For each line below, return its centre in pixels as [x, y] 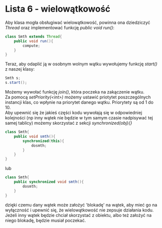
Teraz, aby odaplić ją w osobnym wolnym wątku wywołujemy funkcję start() [81, 64]
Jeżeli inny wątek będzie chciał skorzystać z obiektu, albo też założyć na [79, 215]
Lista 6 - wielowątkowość [58, 9]
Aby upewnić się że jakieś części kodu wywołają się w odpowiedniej [74, 113]
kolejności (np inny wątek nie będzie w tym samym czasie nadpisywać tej [79, 118]
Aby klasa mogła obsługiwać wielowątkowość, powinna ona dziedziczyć [78, 22]
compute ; [31, 46]
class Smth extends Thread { [34, 37]
